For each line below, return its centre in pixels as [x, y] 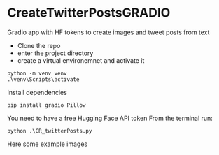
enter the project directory [55, 53]
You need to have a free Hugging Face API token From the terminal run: [110, 118]
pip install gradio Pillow [47, 105]
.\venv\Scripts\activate [43, 79]
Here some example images [48, 144]
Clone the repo [39, 45]
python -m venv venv [37, 73]
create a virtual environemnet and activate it [81, 60]
